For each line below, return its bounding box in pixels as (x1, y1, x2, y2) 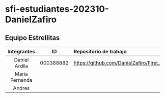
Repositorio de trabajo (73, 48, 127, 55)
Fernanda (10, 77, 33, 83)
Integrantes (7, 48, 35, 55)
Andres (13, 85, 30, 92)
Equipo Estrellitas (5, 33, 60, 42)
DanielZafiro (5, 14, 57, 25)
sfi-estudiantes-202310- (5, 3, 109, 15)
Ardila (14, 63, 28, 69)
